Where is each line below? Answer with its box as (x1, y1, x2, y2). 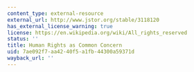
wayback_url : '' (7, 55, 54, 62)
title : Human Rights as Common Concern (7, 42, 123, 49)
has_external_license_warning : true (7, 23, 113, 29)
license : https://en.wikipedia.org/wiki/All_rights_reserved (7, 29, 188, 36)
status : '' (7, 36, 39, 43)
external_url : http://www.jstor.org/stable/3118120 (7, 16, 159, 23)
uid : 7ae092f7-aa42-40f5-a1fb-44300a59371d (7, 49, 135, 56)
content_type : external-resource (7, 10, 104, 17)
